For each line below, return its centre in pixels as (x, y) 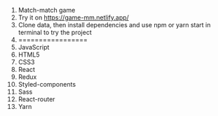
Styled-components (47, 84)
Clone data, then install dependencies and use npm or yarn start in (114, 25)
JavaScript (34, 47)
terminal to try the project (55, 32)
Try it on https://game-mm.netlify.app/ (73, 17)
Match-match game (47, 10)
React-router (36, 99)
